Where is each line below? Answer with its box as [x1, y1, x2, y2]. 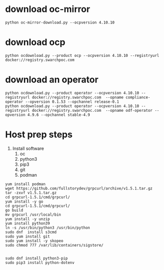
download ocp [5, 36, 66, 48]
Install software [12, 145, 44, 151]
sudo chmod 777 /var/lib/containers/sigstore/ [5, 243, 104, 248]
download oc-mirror [5, 3, 91, 15]
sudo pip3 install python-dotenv [5, 260, 75, 265]
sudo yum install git [5, 234, 50, 239]
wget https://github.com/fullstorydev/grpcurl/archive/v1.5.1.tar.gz [5, 186, 153, 191]
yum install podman [5, 181, 46, 187]
